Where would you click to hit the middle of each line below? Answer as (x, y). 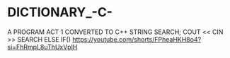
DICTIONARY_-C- (60, 12)
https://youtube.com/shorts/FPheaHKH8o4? (137, 39)
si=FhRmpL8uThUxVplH (42, 47)
